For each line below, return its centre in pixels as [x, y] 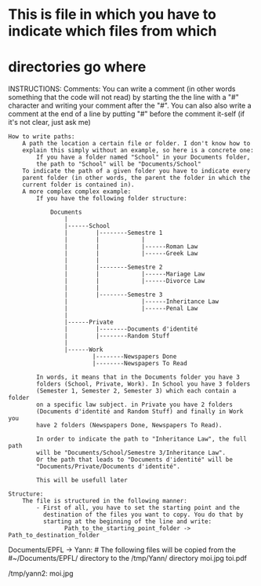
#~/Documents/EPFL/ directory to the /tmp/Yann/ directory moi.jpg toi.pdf [127, 559]
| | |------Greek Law [131, 254]
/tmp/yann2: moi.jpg [41, 573]
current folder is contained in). [78, 185]
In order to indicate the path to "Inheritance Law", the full [141, 439]
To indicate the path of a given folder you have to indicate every [136, 171]
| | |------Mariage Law [134, 274]
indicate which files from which [112, 31]
